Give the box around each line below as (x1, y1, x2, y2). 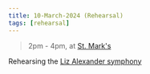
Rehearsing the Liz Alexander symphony (8, 56, 142, 66)
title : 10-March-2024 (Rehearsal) (8, 11, 124, 20)
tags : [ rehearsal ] (8, 19, 70, 27)
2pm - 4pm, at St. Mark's (27, 41, 111, 50)
